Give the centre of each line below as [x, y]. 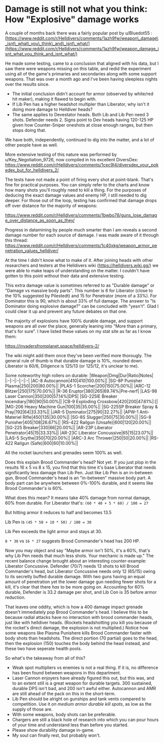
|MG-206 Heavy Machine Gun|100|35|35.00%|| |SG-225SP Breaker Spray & [82, 407]
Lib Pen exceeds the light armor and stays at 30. [54, 531]
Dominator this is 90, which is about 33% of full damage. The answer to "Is [81, 301]
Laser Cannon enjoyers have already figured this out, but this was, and [83, 678]
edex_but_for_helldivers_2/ [32, 170]
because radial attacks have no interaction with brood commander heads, [79, 617]
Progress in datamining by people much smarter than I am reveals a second [81, 230]
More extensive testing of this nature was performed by [61, 154]
